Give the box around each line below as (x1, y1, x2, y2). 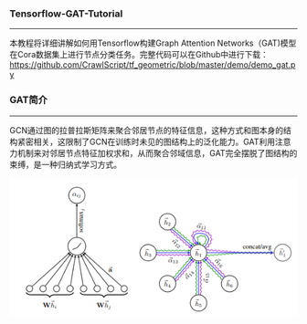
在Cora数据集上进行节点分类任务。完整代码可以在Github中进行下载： (9, 49, 270, 60)
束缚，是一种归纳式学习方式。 (9, 159, 122, 170)
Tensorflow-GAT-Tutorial (9, 7, 123, 20)
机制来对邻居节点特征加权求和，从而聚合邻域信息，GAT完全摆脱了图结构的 (16, 147, 298, 158)
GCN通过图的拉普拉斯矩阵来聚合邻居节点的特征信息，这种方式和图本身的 (9, 124, 284, 135)
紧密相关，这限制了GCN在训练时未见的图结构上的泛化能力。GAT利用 (16, 136, 276, 147)
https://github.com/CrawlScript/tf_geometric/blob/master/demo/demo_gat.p (9, 59, 296, 70)
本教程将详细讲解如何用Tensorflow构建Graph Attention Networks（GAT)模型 (9, 37, 297, 48)
